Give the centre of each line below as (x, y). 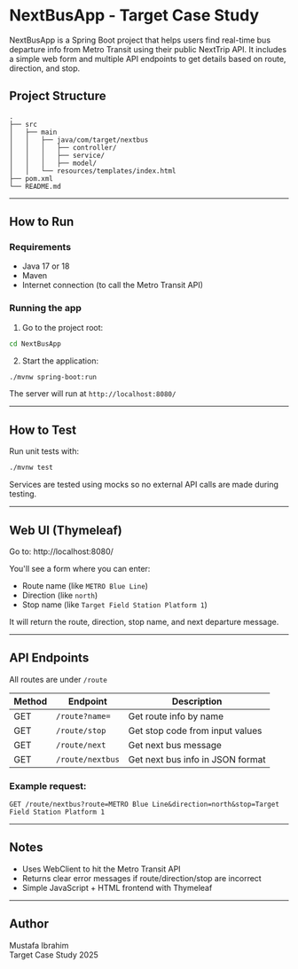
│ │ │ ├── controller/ (63, 147)
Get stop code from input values (195, 731)
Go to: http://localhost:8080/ (61, 551)
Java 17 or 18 (46, 266)
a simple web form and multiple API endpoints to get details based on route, (148, 59)
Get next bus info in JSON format (197, 759)
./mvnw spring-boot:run (53, 377)
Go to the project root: (63, 327)
